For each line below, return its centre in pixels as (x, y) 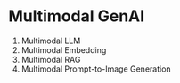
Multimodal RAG (51, 59)
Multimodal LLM (51, 41)
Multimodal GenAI (77, 16)
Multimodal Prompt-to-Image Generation (96, 69)
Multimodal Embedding (64, 49)
